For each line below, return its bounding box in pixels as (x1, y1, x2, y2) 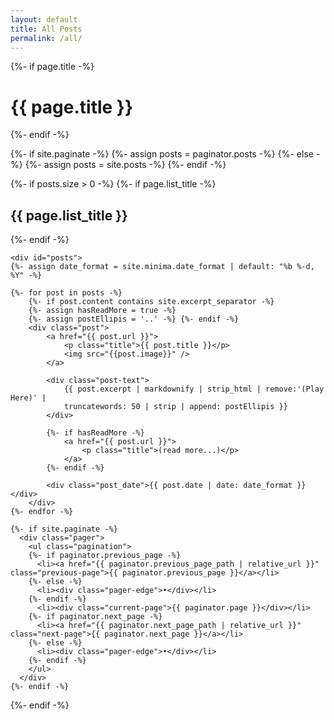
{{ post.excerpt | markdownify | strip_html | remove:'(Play (63, 384, 325, 395)
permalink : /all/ (10, 33, 83, 43)
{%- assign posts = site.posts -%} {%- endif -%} (24, 159, 227, 171)
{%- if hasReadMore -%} (46, 428, 145, 438)
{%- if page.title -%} (10, 61, 95, 73)
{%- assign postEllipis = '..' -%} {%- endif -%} (28, 314, 240, 325)
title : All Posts (10, 24, 83, 34)
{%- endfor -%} (10, 507, 74, 517)
